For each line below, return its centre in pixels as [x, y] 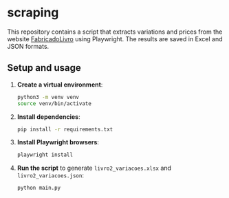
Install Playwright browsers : [58, 142]
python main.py [39, 188]
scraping [33, 13]
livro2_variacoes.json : [51, 175]
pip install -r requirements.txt [65, 129]
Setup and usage [44, 68]
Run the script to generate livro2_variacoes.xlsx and [94, 168]
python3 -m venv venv [48, 97]
